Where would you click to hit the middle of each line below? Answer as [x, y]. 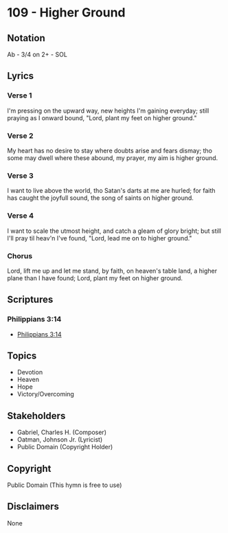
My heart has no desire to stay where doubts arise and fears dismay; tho [110, 150]
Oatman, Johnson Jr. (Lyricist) [60, 440]
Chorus [20, 256]
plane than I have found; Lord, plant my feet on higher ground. [95, 278]
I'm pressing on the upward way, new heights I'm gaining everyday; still [108, 111]
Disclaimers [33, 507]
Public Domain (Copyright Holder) [65, 447]
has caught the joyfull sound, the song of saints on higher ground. [101, 198]
